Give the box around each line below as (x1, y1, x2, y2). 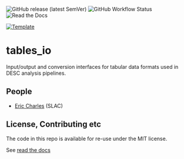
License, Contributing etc (6, 120, 101, 130)
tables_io (6, 44, 52, 57)
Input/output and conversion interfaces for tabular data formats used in (6, 63, 179, 70)
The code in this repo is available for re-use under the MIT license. (6, 135, 168, 142)
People (6, 87, 32, 97)
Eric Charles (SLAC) (14, 102, 63, 109)
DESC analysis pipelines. (6, 69, 66, 77)
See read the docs (6, 146, 51, 153)
